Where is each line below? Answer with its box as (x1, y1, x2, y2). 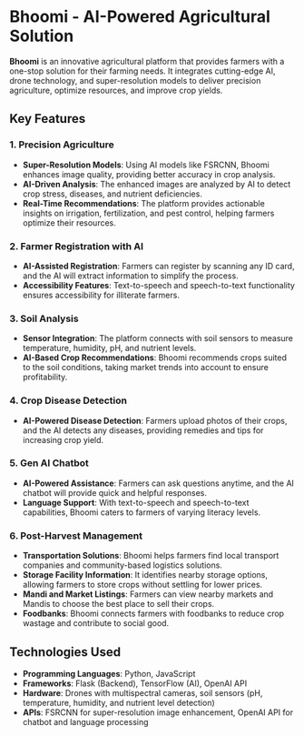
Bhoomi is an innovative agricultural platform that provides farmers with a (9, 55, 285, 66)
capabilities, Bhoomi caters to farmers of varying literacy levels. (22, 507, 261, 518)
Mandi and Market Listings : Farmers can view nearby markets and (22, 589, 274, 600)
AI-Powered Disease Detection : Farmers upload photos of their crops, (22, 415, 288, 426)
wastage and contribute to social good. (22, 618, 170, 629)
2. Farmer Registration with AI (9, 239, 143, 252)
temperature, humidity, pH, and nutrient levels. (22, 343, 197, 354)
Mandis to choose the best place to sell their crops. (22, 599, 215, 610)
